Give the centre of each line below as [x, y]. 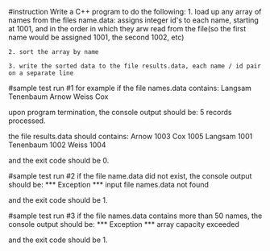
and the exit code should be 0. [59, 160]
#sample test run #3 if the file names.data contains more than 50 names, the [135, 216]
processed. [27, 121]
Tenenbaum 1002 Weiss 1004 [57, 145]
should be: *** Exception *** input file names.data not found [109, 185]
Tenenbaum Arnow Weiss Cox [58, 97]
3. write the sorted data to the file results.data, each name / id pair [135, 66]
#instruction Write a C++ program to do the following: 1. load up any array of [135, 12]
